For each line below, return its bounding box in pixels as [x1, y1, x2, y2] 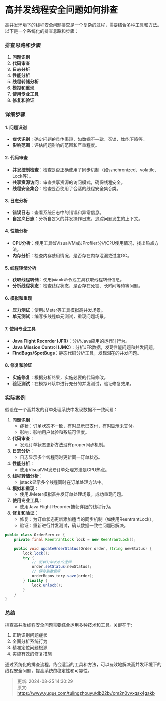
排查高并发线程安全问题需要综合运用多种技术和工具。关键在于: [5, 622, 133, 628]
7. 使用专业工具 [5, 326, 36, 332]
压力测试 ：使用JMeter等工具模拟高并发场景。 [12, 307, 106, 313]
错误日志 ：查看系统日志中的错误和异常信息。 [12, 210, 104, 215]
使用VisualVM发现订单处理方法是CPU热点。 [19, 467, 110, 473]
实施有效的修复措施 [12, 651, 52, 657]
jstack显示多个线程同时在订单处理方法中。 [19, 479, 106, 485]
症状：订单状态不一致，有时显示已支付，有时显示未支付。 [19, 423, 137, 429]
